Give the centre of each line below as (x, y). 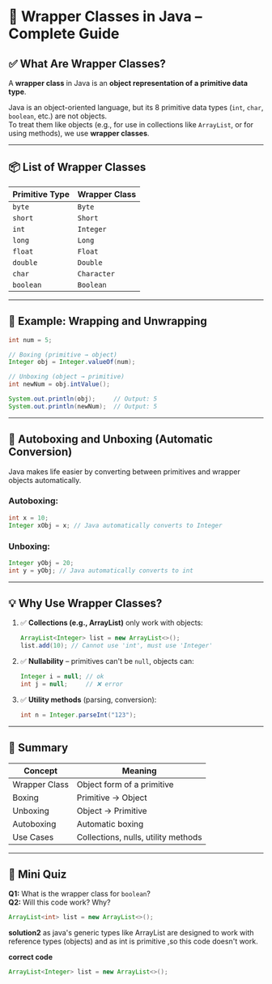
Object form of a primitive (125, 784)
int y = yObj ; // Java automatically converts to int (101, 571)
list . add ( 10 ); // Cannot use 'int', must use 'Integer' (116, 646)
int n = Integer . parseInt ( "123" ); (78, 715)
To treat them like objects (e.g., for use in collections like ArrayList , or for (131, 124)
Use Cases (33, 836)
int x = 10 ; (28, 518)
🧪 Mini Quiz (38, 875)
